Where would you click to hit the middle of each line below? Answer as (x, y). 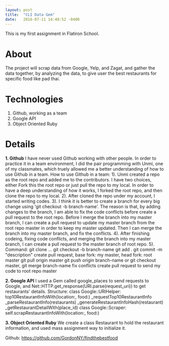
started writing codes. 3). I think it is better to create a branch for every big (82, 201)
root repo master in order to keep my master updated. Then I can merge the (84, 228)
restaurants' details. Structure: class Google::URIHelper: (63, 291)
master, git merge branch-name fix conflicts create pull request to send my (83, 266)
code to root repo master (31, 271)
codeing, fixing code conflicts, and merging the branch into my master (78, 239)
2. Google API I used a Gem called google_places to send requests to (77, 281)
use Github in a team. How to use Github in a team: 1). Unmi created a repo (82, 174)
